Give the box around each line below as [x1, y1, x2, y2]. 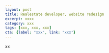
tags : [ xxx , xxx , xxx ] [5, 26, 52, 30]
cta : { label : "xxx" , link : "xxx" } [5, 30, 76, 35]
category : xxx [5, 21, 34, 26]
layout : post [5, 7, 32, 12]
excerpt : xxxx [5, 16, 34, 21]
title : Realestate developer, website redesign [5, 12, 105, 17]
